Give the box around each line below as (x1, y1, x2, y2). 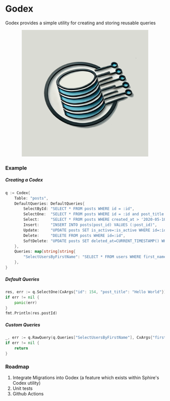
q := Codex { (5, 190, 30, 195)
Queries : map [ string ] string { (14, 249, 76, 254)
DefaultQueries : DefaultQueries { (14, 201, 85, 206)
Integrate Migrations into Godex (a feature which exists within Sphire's (12, 375, 159, 381)
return (14, 346, 28, 351)
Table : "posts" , (14, 195, 49, 200)
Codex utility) (12, 380, 41, 386)
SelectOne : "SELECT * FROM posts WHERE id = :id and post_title (23, 212, 164, 217)
